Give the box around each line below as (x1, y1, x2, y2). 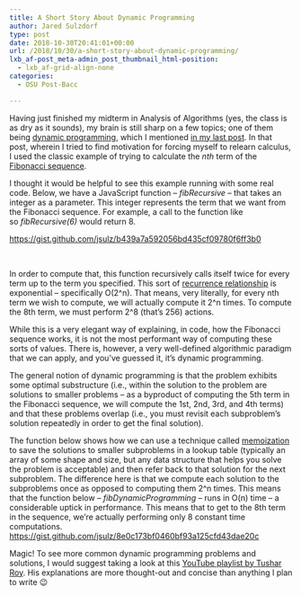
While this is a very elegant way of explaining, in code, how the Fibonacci (9, 324, 281, 334)
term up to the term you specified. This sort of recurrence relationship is (9, 278, 277, 289)
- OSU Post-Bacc (17, 80, 78, 89)
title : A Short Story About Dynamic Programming (9, 13, 195, 22)
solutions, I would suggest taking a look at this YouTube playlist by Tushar (9, 557, 282, 568)
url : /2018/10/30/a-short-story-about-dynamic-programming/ (9, 47, 240, 56)
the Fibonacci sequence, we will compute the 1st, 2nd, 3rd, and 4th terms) (9, 398, 285, 409)
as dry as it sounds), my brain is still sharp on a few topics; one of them (9, 122, 274, 133)
